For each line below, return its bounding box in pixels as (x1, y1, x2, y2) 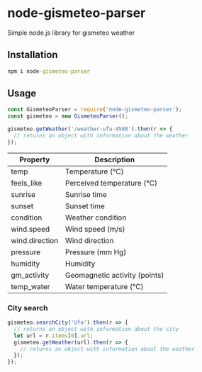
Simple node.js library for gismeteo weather (7, 28, 135, 37)
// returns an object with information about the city (13, 325, 179, 332)
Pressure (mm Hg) (64, 247, 127, 257)
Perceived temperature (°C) (64, 178, 158, 188)
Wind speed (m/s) (64, 224, 125, 234)
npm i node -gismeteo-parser (7, 67, 91, 75)
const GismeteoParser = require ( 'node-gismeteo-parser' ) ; (7, 106, 182, 113)
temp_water (11, 281, 51, 291)
